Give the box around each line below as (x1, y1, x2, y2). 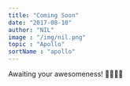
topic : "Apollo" (8, 41, 65, 48)
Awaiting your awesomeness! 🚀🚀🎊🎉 (8, 70, 124, 78)
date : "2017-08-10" (8, 19, 72, 27)
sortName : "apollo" (8, 48, 76, 56)
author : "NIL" (8, 26, 55, 34)
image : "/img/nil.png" (8, 33, 87, 41)
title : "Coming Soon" (8, 11, 80, 20)
